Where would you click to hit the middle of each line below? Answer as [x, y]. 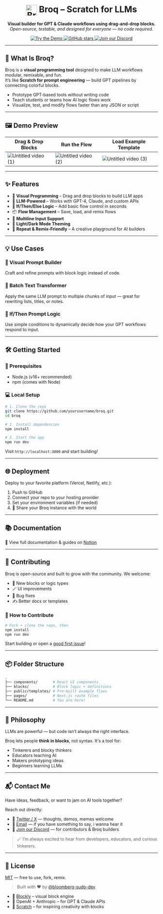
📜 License [20, 866]
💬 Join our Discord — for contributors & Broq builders [65, 829]
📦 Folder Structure [35, 664]
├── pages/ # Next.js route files [52, 696]
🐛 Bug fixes [24, 595]
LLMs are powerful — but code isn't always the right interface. [67, 732]
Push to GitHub [27, 492]
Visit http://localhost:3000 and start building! [51, 451]
